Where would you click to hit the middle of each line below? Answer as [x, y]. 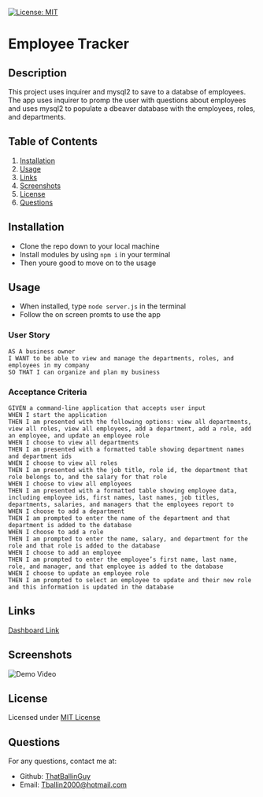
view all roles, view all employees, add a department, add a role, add [130, 429]
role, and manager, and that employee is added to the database [116, 566]
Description [37, 73]
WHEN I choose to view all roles [63, 463]
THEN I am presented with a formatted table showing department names [126, 450]
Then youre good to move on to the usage [88, 263]
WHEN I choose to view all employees [70, 484]
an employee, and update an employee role [79, 436]
